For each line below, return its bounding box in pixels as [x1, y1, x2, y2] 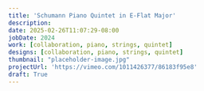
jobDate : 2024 [8, 33, 56, 42]
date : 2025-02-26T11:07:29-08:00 [8, 26, 120, 34]
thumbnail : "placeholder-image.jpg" [8, 56, 130, 64]
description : [8, 19, 52, 27]
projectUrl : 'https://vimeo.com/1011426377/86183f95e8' [8, 63, 198, 71]
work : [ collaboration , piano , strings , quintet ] [8, 41, 173, 49]
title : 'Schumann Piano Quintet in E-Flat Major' [8, 11, 177, 20]
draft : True [8, 70, 48, 78]
